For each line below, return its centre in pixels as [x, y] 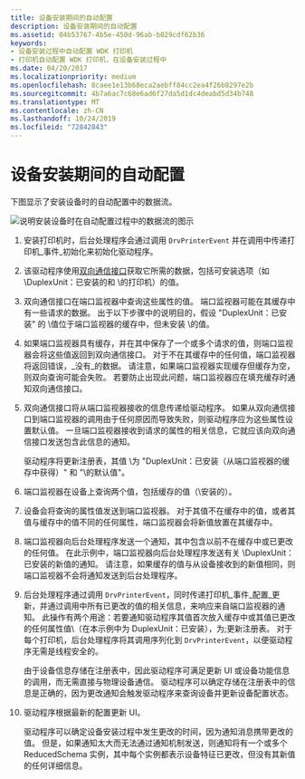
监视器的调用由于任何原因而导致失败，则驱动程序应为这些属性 [170, 418]
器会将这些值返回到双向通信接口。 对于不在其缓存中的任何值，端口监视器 [159, 354]
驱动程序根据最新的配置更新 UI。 [84, 712]
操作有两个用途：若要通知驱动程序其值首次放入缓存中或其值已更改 [172, 617]
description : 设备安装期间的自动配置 [74, 26]
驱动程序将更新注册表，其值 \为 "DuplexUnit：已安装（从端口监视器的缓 [157, 461]
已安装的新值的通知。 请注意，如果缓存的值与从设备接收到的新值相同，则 [159, 563]
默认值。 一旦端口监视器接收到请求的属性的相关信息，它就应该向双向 [159, 430]
